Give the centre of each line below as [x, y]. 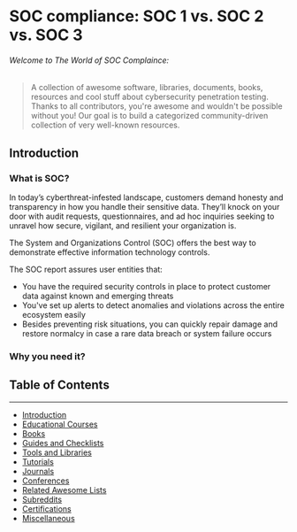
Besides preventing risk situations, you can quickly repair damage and [150, 324]
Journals [38, 471]
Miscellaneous [48, 518]
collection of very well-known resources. [105, 125]
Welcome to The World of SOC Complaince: [89, 60]
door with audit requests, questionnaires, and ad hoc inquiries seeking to [142, 216]
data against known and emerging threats [98, 296]
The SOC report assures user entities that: [86, 270]
